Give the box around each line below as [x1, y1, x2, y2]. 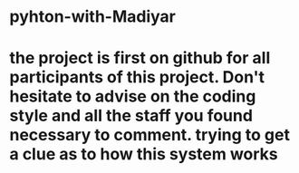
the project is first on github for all [9, 48, 271, 69]
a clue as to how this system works [9, 144, 278, 165]
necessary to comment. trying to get [9, 125, 290, 146]
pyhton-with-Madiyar [9, 6, 177, 27]
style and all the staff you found [9, 106, 254, 126]
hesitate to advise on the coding [9, 86, 256, 107]
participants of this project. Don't [9, 67, 265, 88]
